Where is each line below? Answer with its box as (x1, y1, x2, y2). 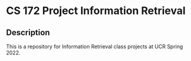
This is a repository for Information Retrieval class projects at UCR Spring (6, 43, 183, 50)
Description (6, 28, 50, 38)
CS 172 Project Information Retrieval (6, 4, 186, 18)
